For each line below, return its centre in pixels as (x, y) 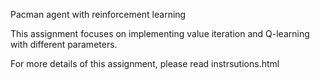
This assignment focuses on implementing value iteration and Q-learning (160, 33)
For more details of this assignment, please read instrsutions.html (145, 63)
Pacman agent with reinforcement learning (98, 14)
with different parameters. (64, 44)
